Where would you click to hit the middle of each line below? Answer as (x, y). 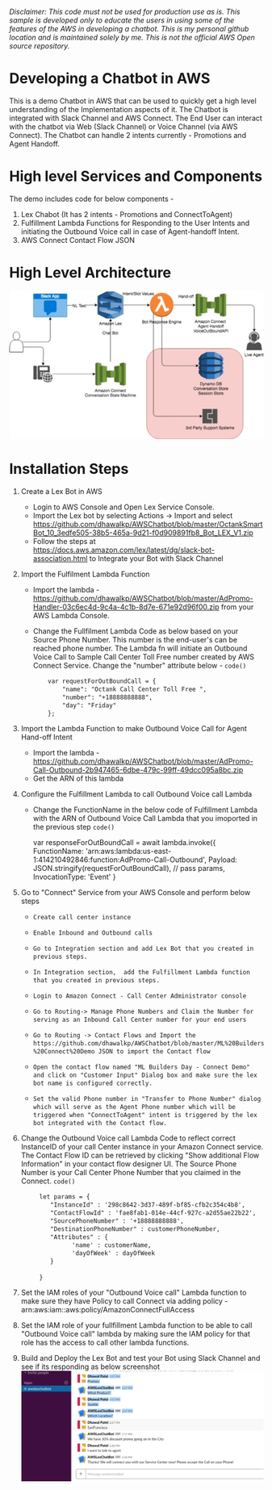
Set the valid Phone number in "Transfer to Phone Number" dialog (147, 1099)
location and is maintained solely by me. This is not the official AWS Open (132, 37)
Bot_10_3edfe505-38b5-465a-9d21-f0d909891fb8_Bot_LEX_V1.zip (143, 533)
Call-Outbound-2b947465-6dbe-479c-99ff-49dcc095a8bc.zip (138, 769)
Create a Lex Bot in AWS (62, 491)
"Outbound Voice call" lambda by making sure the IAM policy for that (136, 1333)
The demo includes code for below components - (92, 199)
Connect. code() (48, 1181)
